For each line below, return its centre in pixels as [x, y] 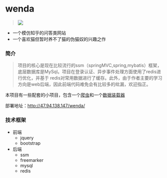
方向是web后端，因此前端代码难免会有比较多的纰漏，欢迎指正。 [84, 84]
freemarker [32, 160]
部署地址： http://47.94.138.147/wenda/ [45, 106]
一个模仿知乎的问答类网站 [39, 33]
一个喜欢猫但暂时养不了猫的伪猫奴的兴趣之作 [59, 39]
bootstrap [30, 143]
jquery [27, 138]
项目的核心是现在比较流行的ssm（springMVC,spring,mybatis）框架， [90, 66]
